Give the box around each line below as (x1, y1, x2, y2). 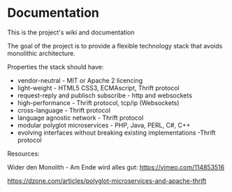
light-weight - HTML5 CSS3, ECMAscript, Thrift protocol (17, 83, 180, 92)
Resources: (7, 149, 40, 158)
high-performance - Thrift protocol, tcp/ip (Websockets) (17, 98, 180, 107)
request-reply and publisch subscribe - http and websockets (17, 91, 192, 100)
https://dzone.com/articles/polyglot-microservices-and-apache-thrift (7, 177, 207, 185)
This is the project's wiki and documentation (7, 28, 135, 36)
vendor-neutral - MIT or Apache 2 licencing (17, 76, 143, 85)
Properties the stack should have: (7, 62, 104, 71)
